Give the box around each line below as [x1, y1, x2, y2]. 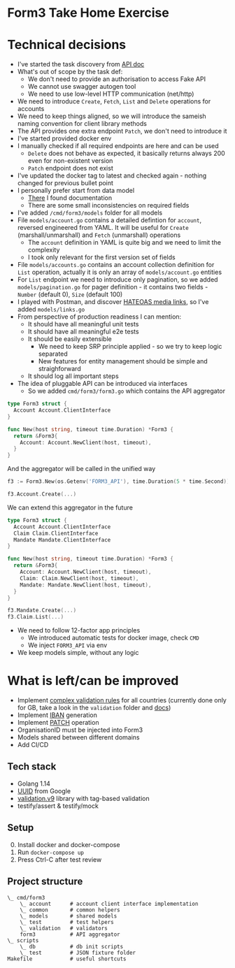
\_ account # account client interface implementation [20, 900, 199, 907]
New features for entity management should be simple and [38, 357, 208, 366]
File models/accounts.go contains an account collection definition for [17, 261, 215, 269]
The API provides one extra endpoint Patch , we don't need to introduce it [17, 127, 227, 136]
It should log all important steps [27, 372, 119, 380]
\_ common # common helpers [20, 906, 120, 913]
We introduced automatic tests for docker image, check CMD [27, 634, 199, 642]
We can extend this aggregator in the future [7, 503, 133, 512]
